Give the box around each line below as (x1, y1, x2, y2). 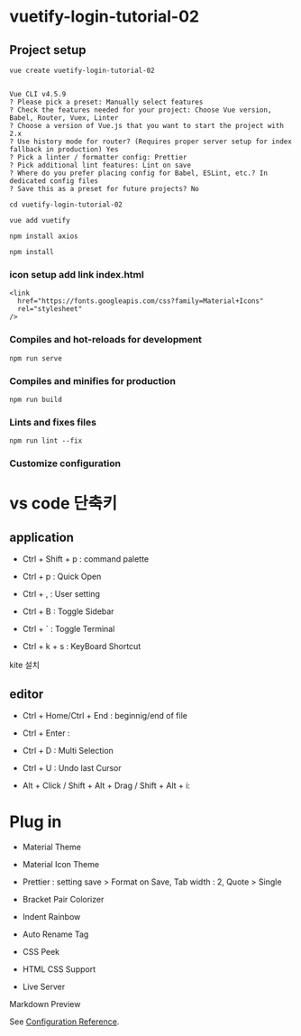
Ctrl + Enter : (22, 728, 70, 738)
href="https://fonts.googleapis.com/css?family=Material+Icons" (17, 297, 264, 306)
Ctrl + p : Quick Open (22, 571, 102, 582)
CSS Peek (22, 946, 60, 957)
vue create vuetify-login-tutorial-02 (9, 66, 155, 75)
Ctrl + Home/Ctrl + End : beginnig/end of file (22, 710, 187, 720)
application (9, 529, 75, 545)
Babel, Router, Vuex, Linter (9, 114, 119, 123)
